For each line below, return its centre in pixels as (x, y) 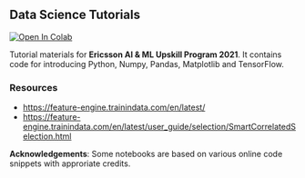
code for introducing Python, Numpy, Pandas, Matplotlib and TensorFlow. (147, 64)
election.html (47, 136)
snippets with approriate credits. (70, 163)
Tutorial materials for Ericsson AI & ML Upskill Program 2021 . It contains (146, 54)
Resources (34, 87)
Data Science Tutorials (75, 15)
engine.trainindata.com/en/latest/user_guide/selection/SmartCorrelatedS (159, 127)
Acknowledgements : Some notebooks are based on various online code (146, 154)
